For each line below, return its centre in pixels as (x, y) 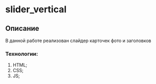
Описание (22, 28)
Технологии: (22, 54)
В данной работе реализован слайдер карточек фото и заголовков (79, 40)
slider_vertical (36, 9)
